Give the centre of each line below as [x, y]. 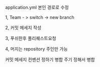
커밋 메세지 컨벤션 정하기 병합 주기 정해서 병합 [50, 59]
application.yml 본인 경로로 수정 [37, 7]
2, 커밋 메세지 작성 [23, 27]
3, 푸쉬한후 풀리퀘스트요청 [31, 38]
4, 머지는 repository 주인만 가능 [36, 49]
